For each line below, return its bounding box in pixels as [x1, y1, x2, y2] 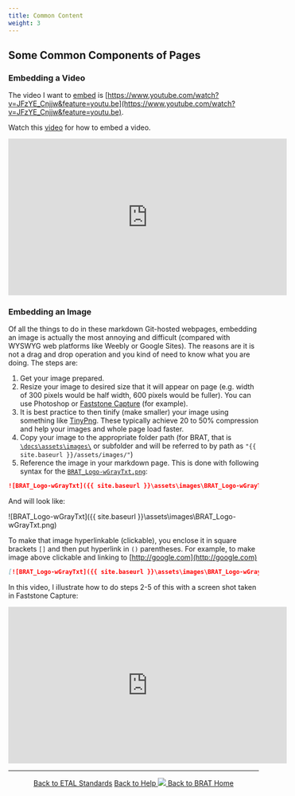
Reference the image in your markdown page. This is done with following [19, 458, 259, 468]
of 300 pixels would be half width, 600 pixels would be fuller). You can [19, 391, 252, 400]
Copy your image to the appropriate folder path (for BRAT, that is [19, 433, 232, 443]
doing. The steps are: [8, 358, 78, 368]
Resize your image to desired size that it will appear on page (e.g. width [19, 382, 254, 392]
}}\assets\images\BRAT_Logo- [138, 512, 236, 521]
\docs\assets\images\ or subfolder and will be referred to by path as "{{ [19, 441, 257, 451]
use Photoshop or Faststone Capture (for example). [19, 399, 188, 408]
